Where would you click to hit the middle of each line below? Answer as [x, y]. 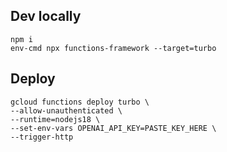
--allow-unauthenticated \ [66, 110]
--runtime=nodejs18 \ [55, 119]
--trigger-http [42, 137]
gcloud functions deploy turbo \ [80, 102]
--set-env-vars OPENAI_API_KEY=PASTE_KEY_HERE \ [113, 128]
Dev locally [46, 16]
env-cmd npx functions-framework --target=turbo [113, 48]
